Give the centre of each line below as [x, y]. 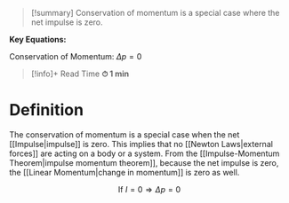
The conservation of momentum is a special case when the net [124, 134]
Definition [47, 110]
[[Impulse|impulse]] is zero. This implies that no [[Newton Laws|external [141, 144]
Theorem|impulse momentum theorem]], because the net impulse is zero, [144, 162]
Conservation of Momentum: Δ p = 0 [76, 56]
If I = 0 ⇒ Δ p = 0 [149, 189]
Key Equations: [38, 39]
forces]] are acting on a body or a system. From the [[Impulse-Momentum [144, 153]
